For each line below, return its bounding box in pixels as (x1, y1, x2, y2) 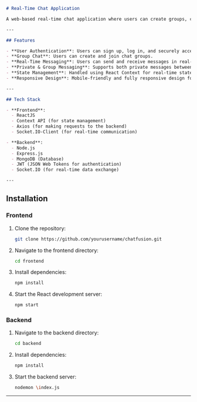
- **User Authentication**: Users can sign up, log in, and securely (6, 48, 180, 54)
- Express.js (11, 150, 43, 156)
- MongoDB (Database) (11, 156, 64, 162)
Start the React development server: (14, 291, 103, 298)
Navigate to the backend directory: (14, 329, 99, 336)
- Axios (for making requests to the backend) (11, 123, 127, 129)
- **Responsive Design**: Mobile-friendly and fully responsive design (6, 75, 185, 81)
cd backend (14, 341, 42, 347)
